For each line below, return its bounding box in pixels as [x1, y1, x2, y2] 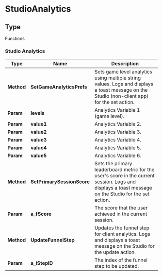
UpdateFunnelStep [31, 237, 75, 243]
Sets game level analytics [94, 69, 153, 75]
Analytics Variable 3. [94, 129, 142, 136]
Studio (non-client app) [94, 93, 149, 100]
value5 [31, 152, 47, 159]
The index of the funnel [94, 257, 148, 263]
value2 [31, 129, 47, 136]
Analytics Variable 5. [94, 144, 142, 151]
